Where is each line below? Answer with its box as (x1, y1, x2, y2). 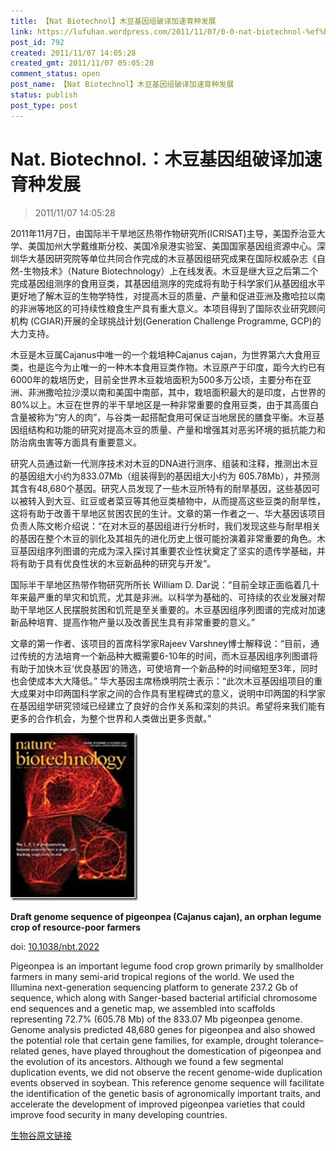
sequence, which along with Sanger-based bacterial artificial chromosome (10, 991, 318, 1004)
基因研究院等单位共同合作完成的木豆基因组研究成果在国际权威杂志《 (36, 252, 317, 264)
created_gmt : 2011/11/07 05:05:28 (10, 58, 155, 69)
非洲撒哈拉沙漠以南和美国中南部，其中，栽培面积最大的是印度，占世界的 (27, 386, 326, 398)
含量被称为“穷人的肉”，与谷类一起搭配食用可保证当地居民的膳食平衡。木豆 (10, 411, 317, 423)
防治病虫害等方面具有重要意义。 (10, 436, 142, 448)
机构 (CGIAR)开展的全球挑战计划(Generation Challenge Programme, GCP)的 (10, 315, 322, 327)
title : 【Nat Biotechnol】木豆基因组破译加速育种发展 (10, 16, 217, 26)
